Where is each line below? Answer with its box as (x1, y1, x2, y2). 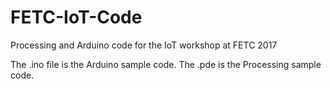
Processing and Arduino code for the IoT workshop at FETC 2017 (10, 39, 278, 51)
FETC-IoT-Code (10, 6, 143, 29)
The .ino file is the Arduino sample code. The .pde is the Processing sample (10, 58, 322, 70)
